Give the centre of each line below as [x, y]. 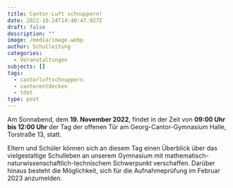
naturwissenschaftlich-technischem [59, 163]
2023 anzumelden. [35, 178]
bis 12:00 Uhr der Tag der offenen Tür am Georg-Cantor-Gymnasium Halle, [117, 127]
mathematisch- [187, 155]
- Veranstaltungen [41, 60]
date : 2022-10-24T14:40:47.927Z [55, 20]
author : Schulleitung [39, 47]
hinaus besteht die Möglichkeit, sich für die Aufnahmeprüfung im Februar [114, 171]
